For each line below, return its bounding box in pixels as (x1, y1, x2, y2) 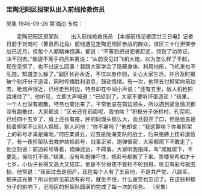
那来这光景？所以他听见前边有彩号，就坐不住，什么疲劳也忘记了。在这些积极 (6, 176, 196, 183)
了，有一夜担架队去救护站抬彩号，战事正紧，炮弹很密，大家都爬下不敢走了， (6, 138, 196, 145)
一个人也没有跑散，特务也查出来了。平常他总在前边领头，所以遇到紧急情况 (6, 100, 191, 108)
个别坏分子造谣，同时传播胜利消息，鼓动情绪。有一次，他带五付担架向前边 (11, 78, 196, 85)
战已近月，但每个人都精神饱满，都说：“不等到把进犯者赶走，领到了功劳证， (6, 48, 194, 55)
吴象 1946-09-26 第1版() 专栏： (6, 20, 84, 28)
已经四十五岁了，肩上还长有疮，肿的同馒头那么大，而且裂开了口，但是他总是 (6, 115, 196, 123)
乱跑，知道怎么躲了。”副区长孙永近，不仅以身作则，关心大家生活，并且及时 (6, 70, 191, 78)
